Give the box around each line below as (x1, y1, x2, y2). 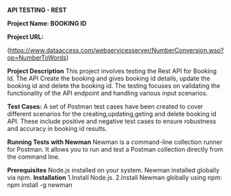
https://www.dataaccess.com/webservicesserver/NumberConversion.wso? (9, 46, 224, 54)
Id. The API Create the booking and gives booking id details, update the (7, 74, 211, 82)
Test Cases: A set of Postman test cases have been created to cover (7, 103, 204, 110)
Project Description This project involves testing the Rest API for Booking (7, 67, 217, 75)
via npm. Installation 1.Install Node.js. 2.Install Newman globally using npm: (7, 173, 223, 181)
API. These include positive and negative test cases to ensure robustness (7, 117, 216, 125)
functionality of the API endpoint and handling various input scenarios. (7, 89, 208, 97)
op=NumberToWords (7, 53, 67, 62)
